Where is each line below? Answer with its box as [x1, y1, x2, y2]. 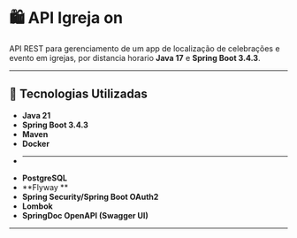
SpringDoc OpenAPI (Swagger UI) [21, 210, 148, 220]
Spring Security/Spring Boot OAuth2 [21, 191, 159, 202]
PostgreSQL [21, 173, 68, 183]
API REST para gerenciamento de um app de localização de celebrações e [9, 42, 280, 54]
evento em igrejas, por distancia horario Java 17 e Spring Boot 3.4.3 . [9, 52, 261, 63]
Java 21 [21, 110, 51, 120]
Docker [21, 138, 50, 149]
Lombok [21, 201, 53, 211]
